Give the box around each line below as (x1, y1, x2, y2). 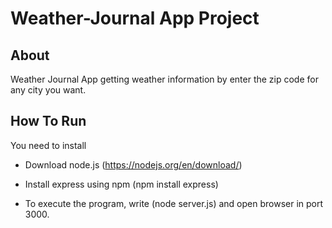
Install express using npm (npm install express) (24, 178, 219, 190)
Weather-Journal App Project (10, 7, 260, 30)
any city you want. (10, 84, 87, 96)
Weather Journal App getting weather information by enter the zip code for (10, 73, 319, 85)
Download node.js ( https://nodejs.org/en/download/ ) (24, 158, 243, 171)
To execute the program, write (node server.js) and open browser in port (24, 197, 324, 209)
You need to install (10, 139, 87, 151)
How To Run (10, 113, 87, 130)
